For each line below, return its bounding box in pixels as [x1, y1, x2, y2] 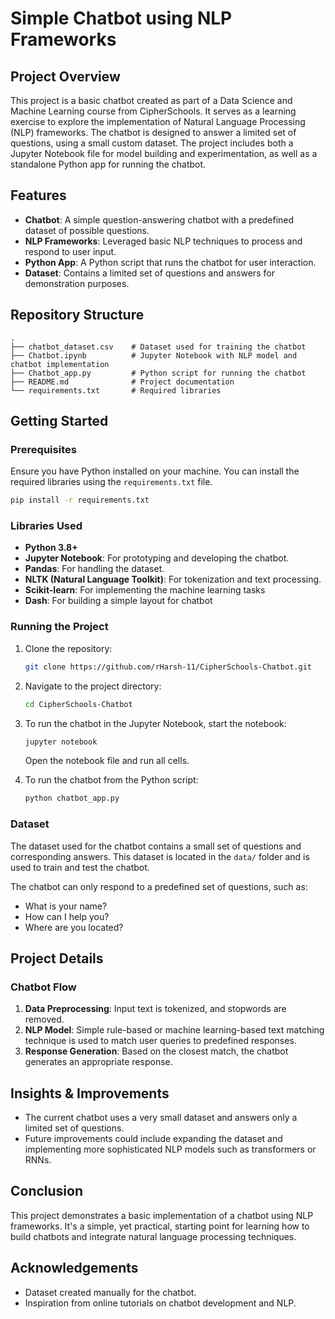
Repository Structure [10, 307, 145, 324]
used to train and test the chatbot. [10, 861, 150, 873]
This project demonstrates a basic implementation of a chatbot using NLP [10, 1209, 314, 1221]
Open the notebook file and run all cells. [24, 755, 190, 767]
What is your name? [24, 900, 108, 912]
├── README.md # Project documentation [10, 377, 235, 387]
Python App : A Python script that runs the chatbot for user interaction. [24, 256, 317, 268]
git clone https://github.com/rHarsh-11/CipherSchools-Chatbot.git [24, 662, 312, 672]
